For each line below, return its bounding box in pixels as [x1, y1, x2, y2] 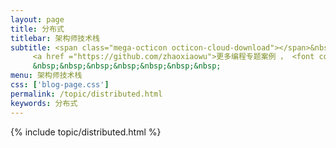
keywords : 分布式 [10, 98, 78, 108]
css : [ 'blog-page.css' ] [10, 80, 110, 90]
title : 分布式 [10, 24, 65, 34]
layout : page [10, 14, 65, 25]
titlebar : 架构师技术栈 [10, 33, 100, 43]
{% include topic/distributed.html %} [10, 126, 162, 138]
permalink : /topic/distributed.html [10, 89, 163, 99]
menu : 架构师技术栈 [10, 71, 83, 81]
